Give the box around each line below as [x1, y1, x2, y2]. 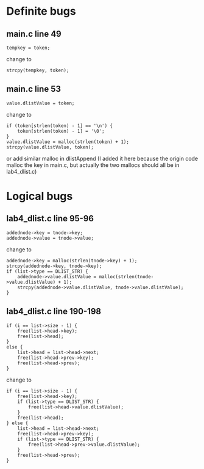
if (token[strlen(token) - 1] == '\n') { [6, 122, 113, 129]
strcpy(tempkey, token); [6, 67, 69, 73]
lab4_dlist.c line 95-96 [6, 213, 94, 224]
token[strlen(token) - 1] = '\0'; [17, 128, 105, 134]
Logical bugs [6, 190, 73, 203]
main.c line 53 [6, 84, 62, 94]
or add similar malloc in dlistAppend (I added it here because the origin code [6, 155, 199, 162]
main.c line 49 [6, 29, 62, 39]
